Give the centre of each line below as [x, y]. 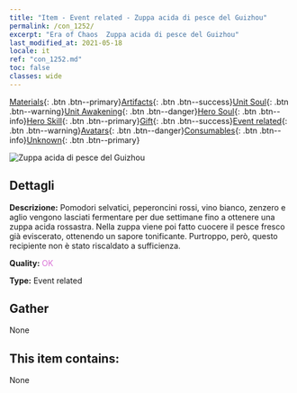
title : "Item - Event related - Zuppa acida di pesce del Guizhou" [139, 18]
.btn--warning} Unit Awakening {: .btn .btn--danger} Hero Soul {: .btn [133, 111]
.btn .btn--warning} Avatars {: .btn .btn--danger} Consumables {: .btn [134, 130]
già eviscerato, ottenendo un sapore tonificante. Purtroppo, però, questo [144, 236]
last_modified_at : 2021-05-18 [66, 43]
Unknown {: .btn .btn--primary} [83, 139]
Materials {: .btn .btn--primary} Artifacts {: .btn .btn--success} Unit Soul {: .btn [149, 102]
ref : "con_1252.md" [46, 59]
